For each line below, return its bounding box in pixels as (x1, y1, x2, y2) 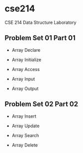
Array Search (11, 132, 39, 138)
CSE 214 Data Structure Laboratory (4, 19, 77, 25)
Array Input (11, 76, 35, 82)
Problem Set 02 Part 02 (4, 100, 78, 108)
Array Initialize (11, 57, 42, 63)
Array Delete (11, 142, 38, 148)
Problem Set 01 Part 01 (4, 34, 76, 42)
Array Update (11, 123, 40, 129)
